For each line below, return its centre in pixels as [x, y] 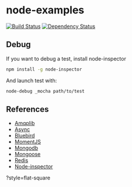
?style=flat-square [28, 178]
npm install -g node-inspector [44, 69]
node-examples [45, 10]
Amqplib [25, 124]
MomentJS [28, 142]
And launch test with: [32, 80]
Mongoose [27, 154]
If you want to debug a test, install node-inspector [66, 58]
